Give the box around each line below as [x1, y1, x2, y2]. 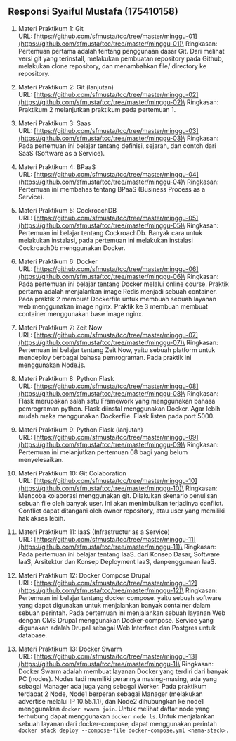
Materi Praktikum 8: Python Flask [18, 374, 114, 382]
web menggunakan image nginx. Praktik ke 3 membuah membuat [18, 302, 209, 311]
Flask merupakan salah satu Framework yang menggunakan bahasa [18, 397, 216, 405]
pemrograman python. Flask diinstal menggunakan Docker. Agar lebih [18, 404, 221, 413]
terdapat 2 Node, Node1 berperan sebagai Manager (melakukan [18, 690, 203, 698]
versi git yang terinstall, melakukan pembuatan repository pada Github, [18, 54, 224, 63]
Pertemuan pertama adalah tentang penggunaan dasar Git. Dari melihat [18, 46, 225, 55]
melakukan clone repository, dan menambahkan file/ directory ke [18, 61, 206, 70]
